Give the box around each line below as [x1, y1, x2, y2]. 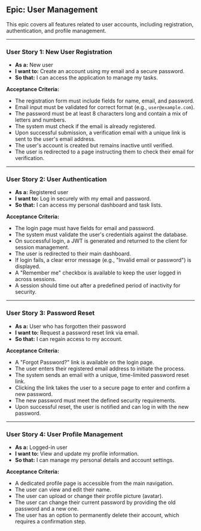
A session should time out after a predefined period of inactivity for [14, 282, 181, 289]
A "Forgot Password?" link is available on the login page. [14, 358, 154, 366]
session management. [14, 244, 70, 251]
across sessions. [14, 276, 57, 283]
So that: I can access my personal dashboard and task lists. [14, 201, 163, 209]
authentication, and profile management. [6, 27, 106, 34]
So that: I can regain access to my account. [14, 335, 123, 342]
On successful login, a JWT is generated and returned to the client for [14, 237, 187, 245]
